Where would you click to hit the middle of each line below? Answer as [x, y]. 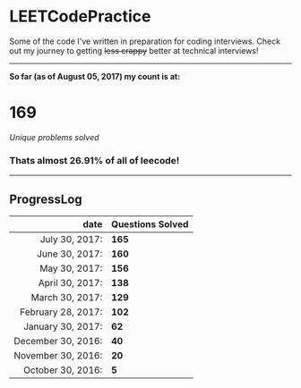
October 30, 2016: [63, 370]
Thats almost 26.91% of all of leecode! [95, 160]
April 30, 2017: [70, 283]
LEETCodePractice [80, 17]
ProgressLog [46, 199]
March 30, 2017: [67, 297]
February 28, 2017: [61, 312]
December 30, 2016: [58, 341]
